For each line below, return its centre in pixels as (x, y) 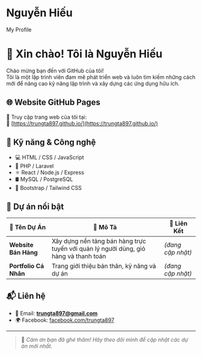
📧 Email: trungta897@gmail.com (56, 313)
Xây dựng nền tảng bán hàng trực (99, 241)
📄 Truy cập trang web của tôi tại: (47, 117)
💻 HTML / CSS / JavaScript (49, 157)
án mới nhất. (37, 346)
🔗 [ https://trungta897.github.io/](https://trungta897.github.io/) (82, 123)
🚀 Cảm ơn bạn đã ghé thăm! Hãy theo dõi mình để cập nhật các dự (104, 340)
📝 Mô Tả (105, 227)
